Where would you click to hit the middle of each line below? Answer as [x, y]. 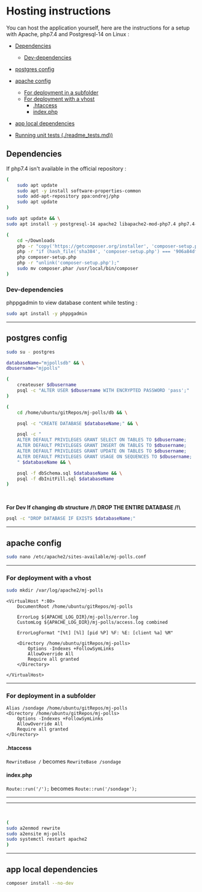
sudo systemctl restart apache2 [47, 839]
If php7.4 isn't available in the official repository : [66, 168]
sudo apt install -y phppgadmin [47, 314]
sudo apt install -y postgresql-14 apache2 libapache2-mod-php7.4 [91, 224]
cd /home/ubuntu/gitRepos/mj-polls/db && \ [72, 413]
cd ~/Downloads [36, 240]
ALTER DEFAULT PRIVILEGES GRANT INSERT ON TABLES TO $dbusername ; [102, 446]
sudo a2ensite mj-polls [36, 834]
